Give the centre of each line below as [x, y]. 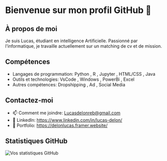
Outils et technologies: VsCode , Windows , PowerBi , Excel [73, 79]
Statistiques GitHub [36, 141]
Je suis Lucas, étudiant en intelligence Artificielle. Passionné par [71, 41]
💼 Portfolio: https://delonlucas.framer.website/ [60, 125]
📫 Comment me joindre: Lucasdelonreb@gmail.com [66, 113]
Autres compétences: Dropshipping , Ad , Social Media [69, 84]
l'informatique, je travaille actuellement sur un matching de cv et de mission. [84, 46]
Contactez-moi [29, 101]
